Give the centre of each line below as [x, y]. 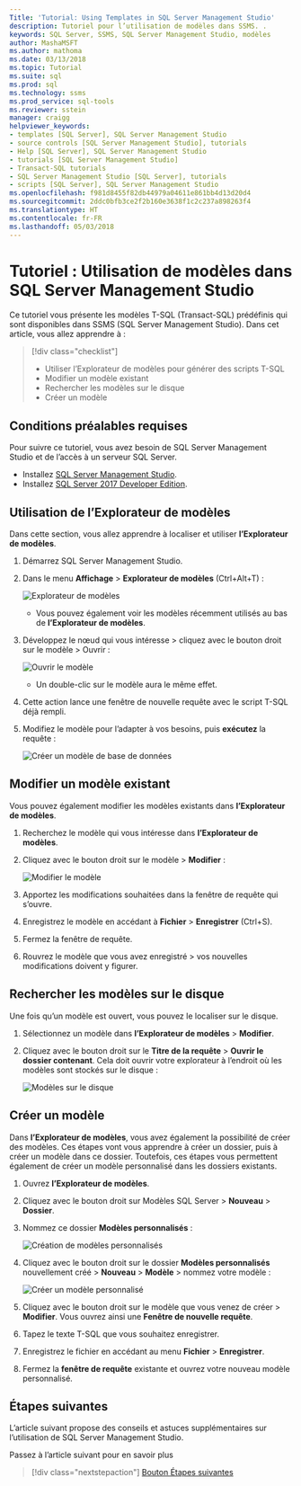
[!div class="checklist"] [75, 351]
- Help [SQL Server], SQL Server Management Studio [108, 151]
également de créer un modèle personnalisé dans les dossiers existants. [143, 1166]
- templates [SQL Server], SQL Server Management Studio [118, 135]
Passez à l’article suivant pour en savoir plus [91, 1455]
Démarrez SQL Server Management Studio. [102, 561]
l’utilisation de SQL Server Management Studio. [97, 1437]
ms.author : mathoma [46, 51]
